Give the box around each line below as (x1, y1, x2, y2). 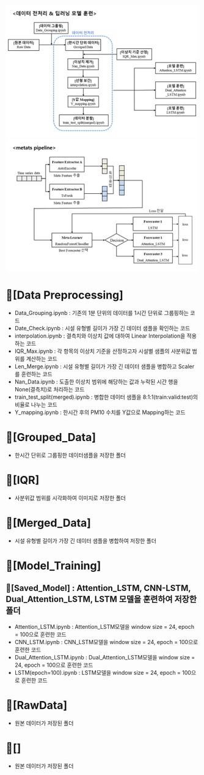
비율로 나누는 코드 (14, 401, 57, 408)
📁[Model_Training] (5, 558, 101, 573)
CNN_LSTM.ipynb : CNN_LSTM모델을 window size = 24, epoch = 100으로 (14, 638, 199, 645)
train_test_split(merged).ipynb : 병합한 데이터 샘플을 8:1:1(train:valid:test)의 (14, 393, 199, 401)
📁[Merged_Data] (5, 516, 91, 530)
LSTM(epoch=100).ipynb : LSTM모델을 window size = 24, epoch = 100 (14, 669, 192, 676)
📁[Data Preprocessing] (5, 288, 123, 302)
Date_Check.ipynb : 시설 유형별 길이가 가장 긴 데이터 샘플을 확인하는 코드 (14, 324, 191, 332)
